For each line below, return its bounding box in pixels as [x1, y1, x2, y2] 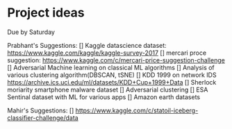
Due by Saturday [7, 28, 56, 36]
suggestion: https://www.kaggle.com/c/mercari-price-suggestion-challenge [7, 55, 226, 64]
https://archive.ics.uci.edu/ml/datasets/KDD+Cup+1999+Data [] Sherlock [7, 78, 217, 86]
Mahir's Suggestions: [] [7, 106, 74, 114]
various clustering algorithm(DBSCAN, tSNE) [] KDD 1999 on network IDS [7, 71, 217, 79]
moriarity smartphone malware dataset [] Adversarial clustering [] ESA [7, 85, 208, 94]
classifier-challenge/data [7, 113, 78, 122]
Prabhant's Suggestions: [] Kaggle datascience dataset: [7, 41, 167, 49]
